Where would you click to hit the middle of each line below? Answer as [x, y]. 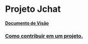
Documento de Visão [27, 23]
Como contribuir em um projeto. [44, 36]
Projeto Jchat [33, 9]
